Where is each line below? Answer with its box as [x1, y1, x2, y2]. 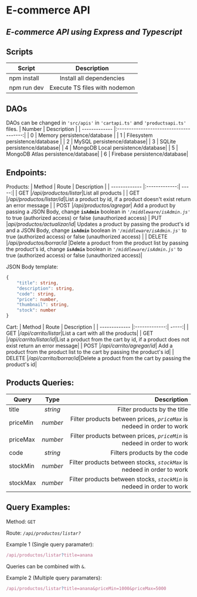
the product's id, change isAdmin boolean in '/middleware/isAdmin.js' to [6, 246, 183, 253]
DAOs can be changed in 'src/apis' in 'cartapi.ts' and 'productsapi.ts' [6, 119, 186, 126]
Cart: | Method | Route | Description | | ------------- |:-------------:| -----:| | [6, 324, 189, 331]
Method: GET [6, 518, 36, 525]
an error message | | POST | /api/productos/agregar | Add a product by [6, 202, 176, 209]
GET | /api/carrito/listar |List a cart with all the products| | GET [6, 330, 154, 337]
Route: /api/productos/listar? [6, 529, 81, 536]
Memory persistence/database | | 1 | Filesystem [38, 132, 153, 139]
